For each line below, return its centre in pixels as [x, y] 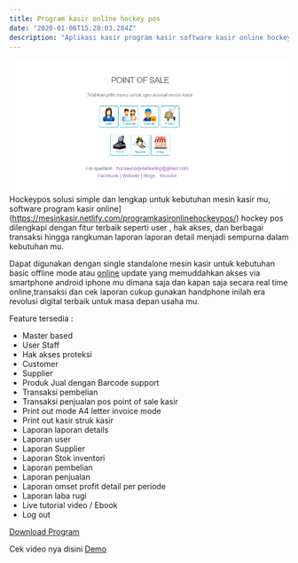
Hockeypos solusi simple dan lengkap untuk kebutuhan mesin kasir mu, [140, 199]
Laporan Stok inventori [63, 458]
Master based [47, 336]
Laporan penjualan [56, 477]
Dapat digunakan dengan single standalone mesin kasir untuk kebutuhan [142, 264]
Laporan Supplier [54, 449]
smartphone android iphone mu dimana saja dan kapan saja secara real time [149, 283]
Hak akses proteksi [57, 355]
